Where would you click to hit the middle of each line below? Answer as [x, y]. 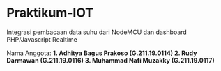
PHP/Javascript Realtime [42, 39]
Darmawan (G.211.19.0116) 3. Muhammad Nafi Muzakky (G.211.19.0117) [110, 60]
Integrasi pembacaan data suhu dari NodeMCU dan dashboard [97, 32]
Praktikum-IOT [50, 13]
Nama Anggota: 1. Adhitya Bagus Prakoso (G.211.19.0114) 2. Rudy [102, 53]
